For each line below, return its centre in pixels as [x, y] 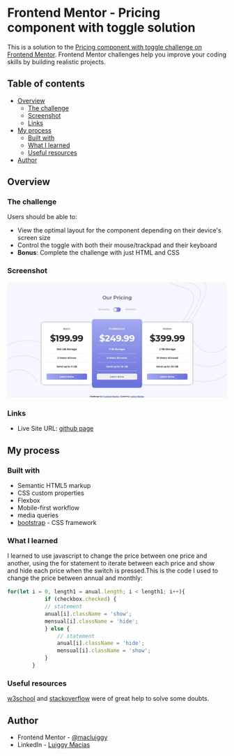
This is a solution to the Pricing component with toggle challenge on [104, 47]
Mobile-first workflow [48, 508]
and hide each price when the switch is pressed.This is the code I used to [112, 571]
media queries [38, 515]
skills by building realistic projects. [56, 61]
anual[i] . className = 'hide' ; [101, 644]
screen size [34, 238]
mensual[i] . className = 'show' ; [104, 651]
